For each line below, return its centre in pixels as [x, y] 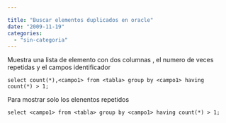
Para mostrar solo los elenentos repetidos [68, 100]
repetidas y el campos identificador [59, 67]
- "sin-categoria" [41, 40]
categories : [25, 33]
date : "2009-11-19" [36, 27]
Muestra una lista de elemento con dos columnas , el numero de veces [111, 60]
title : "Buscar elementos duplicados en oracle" [80, 20]
